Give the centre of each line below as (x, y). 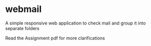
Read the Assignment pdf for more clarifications (55, 38)
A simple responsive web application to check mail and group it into (75, 23)
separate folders (22, 28)
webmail (23, 9)
